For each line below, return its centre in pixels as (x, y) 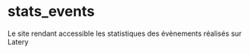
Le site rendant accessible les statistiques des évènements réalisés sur (125, 33)
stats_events (51, 12)
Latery (18, 41)
